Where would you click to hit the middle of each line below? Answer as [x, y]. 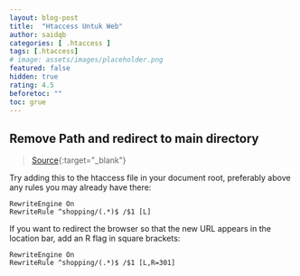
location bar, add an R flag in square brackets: [95, 238]
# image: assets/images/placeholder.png [87, 60]
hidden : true [34, 77]
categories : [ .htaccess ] [60, 43]
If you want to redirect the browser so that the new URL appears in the [140, 229]
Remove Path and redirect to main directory [134, 138]
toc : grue [28, 102]
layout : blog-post [44, 18]
